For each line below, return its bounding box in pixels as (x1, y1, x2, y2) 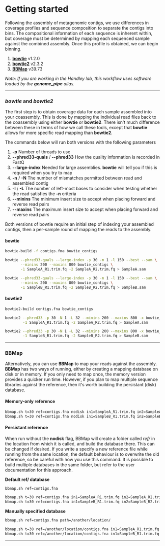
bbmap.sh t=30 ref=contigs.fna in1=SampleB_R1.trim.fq (5, 499, 120, 505)
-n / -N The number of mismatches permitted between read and (12, 175, 142, 181)
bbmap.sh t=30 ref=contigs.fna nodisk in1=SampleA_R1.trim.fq (5, 409, 135, 414)
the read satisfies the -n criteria (12, 191, 77, 197)
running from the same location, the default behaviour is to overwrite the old (5, 451, 160, 457)
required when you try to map (12, 170, 73, 176)
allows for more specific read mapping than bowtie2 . (5, 130, 113, 136)
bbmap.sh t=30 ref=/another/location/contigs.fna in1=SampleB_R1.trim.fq (5, 531, 160, 536)
